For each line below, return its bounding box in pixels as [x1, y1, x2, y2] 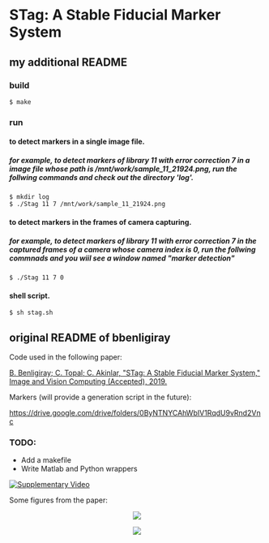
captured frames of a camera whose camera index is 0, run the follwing [9, 244, 256, 254]
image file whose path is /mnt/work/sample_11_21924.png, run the [9, 164, 237, 174]
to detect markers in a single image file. [9, 136, 145, 147]
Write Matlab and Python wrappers [20, 464, 138, 474]
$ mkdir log [9, 193, 49, 201]
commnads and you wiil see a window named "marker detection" [9, 253, 236, 263]
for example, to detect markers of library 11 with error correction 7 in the [9, 235, 258, 245]
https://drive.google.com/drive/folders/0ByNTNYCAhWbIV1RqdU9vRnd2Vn [9, 407, 262, 417]
